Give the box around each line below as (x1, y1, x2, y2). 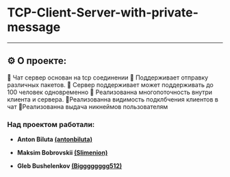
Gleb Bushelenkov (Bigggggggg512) (16, 162, 123, 170)
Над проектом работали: (7, 119, 95, 129)
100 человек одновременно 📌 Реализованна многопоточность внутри (7, 88, 213, 96)
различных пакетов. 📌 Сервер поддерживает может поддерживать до (7, 80, 214, 88)
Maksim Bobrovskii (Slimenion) (16, 149, 108, 157)
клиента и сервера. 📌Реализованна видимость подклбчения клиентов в (7, 95, 219, 104)
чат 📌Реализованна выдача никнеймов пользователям (7, 102, 168, 110)
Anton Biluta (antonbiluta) (16, 135, 92, 143)
